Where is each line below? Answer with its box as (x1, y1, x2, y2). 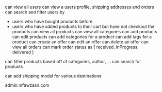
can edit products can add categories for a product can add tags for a (12, 34, 152, 39)
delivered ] (12, 49, 34, 55)
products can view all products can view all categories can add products (12, 29, 158, 34)
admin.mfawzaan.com (5, 82, 49, 88)
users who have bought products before (12, 19, 93, 24)
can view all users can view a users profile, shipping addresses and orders (5, 4, 154, 10)
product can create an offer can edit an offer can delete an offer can (12, 39, 149, 45)
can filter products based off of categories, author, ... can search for (5, 59, 142, 64)
